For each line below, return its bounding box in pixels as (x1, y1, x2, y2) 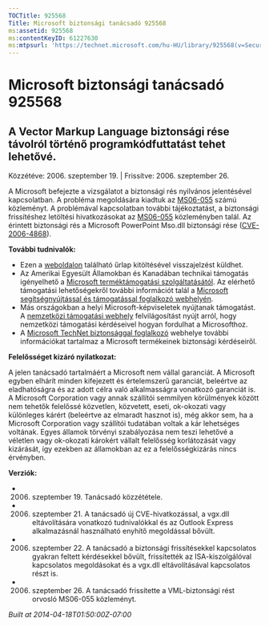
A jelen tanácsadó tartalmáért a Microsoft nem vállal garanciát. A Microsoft (8, 367, 255, 377)
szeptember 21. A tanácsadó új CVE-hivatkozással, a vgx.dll (31, 509, 230, 519)
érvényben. (8, 453, 46, 463)
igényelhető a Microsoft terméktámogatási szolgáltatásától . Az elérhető (19, 277, 255, 287)
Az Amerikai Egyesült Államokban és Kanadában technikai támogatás (19, 269, 249, 279)
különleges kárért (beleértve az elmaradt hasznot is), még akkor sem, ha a (8, 410, 254, 420)
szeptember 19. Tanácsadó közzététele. (31, 492, 163, 502)
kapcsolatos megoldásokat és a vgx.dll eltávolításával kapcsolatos (31, 560, 251, 570)
